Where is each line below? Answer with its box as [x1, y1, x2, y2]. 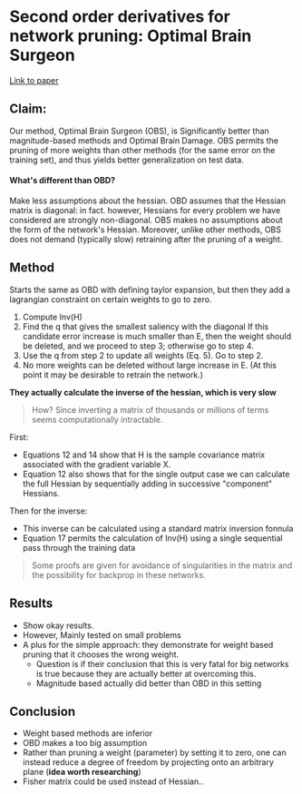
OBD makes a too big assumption [22, 738, 148, 749]
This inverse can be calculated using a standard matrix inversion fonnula [22, 523, 294, 534]
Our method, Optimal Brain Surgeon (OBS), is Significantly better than [9, 125, 269, 136]
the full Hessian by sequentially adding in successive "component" [22, 478, 273, 489]
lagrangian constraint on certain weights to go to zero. [9, 293, 212, 305]
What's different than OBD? [9, 175, 116, 186]
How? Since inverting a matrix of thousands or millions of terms [31, 404, 269, 415]
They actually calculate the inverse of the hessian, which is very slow [9, 387, 277, 397]
